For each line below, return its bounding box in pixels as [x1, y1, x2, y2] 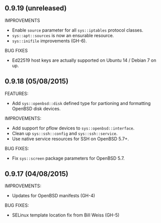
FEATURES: [5, 90, 29, 96]
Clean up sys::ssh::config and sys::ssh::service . [12, 130, 118, 136]
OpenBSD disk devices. [12, 105, 61, 111]
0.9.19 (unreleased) [5, 4, 67, 13]
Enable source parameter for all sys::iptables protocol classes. [12, 27, 143, 33]
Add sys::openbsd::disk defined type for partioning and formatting [12, 100, 151, 106]
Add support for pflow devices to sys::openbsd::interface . [12, 125, 135, 131]
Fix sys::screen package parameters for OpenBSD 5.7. [12, 155, 125, 161]
